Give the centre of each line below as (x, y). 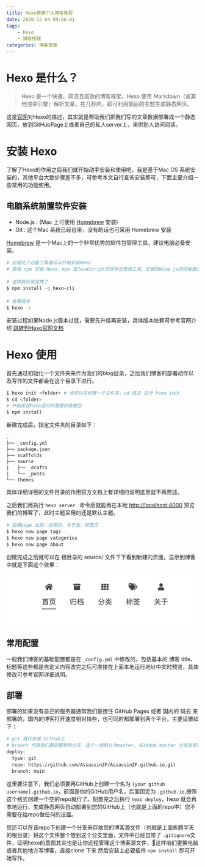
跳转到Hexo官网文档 (38, 328)
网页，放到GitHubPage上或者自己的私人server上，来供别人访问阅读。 (94, 124)
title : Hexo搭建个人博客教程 (40, 13)
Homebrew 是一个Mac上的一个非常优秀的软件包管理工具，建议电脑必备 (96, 242)
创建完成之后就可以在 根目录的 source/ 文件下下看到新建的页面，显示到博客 (101, 557)
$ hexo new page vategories (42, 538)
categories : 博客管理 (32, 45)
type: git (24, 759)
